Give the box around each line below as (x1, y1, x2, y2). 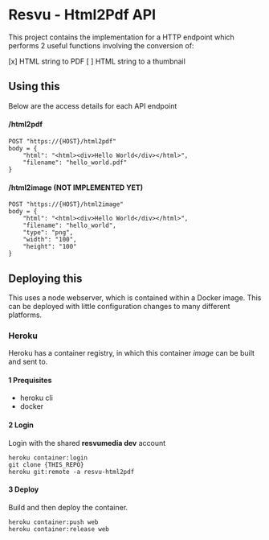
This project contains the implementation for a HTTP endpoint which (8, 32, 234, 42)
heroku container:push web (8, 517, 99, 526)
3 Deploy (8, 484, 39, 494)
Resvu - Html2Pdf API (8, 6, 157, 24)
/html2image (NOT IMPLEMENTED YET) (8, 183, 144, 192)
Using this (8, 80, 60, 93)
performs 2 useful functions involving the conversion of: (8, 40, 194, 50)
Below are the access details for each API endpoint (8, 101, 177, 110)
